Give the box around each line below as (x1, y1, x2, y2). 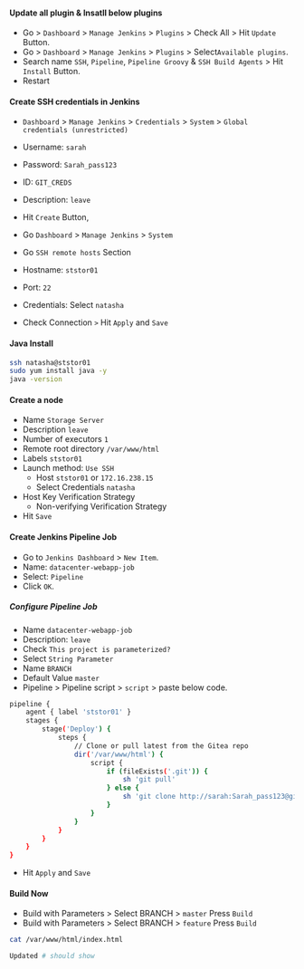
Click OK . (22, 580, 54, 591)
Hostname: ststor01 (22, 264, 99, 275)
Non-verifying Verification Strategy (35, 501, 167, 512)
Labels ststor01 (22, 453, 83, 464)
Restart (22, 75, 50, 86)
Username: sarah (22, 141, 87, 153)
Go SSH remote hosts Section (22, 247, 131, 258)
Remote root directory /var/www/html (22, 444, 160, 455)
